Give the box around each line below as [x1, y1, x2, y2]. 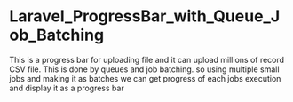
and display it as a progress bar [9, 82, 124, 93]
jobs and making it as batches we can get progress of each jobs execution [9, 73, 281, 83]
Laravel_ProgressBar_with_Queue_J [9, 6, 281, 27]
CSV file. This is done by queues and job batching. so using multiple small [9, 64, 280, 75]
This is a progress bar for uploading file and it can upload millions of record [9, 54, 285, 65]
